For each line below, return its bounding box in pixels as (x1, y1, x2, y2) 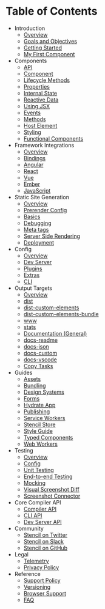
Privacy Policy (23, 564, 59, 571)
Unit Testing (23, 466, 54, 473)
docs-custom (23, 349, 58, 356)
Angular (23, 161, 44, 168)
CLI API (23, 512, 42, 519)
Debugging (23, 219, 52, 227)
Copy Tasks (23, 362, 53, 369)
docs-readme (23, 336, 58, 344)
